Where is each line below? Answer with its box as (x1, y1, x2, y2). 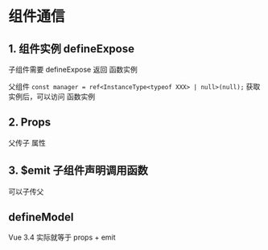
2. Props (8, 116, 52, 129)
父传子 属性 (8, 137, 46, 147)
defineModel (8, 211, 74, 224)
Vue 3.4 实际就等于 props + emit (8, 232, 116, 242)
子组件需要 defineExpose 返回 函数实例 (8, 65, 138, 74)
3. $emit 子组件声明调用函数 (8, 164, 149, 178)
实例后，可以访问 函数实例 (8, 92, 95, 101)
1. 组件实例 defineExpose (8, 42, 135, 55)
